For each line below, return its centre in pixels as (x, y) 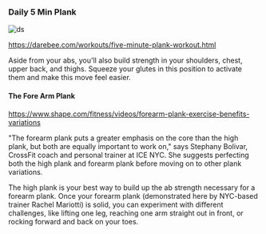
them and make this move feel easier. (70, 78)
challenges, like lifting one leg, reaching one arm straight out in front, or (126, 213)
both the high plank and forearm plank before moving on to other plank (125, 163)
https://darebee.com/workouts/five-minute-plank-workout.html (112, 45)
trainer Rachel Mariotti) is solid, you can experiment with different (116, 204)
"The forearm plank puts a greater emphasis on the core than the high (123, 138)
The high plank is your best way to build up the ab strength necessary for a (132, 188)
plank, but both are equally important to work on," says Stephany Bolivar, (128, 146)
